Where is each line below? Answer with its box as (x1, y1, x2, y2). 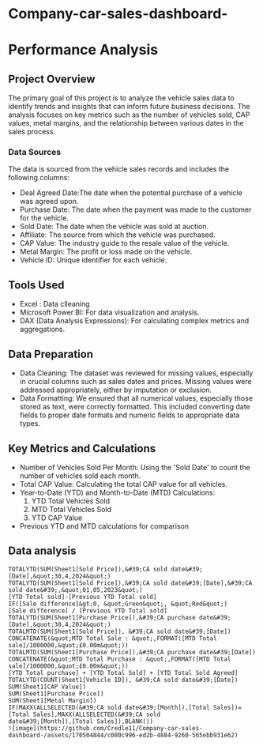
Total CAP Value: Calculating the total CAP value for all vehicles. (19, 479, 227, 488)
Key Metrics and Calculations (8, 442, 156, 455)
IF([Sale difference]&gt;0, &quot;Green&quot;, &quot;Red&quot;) (8, 600, 227, 608)
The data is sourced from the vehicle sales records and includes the (8, 164, 230, 174)
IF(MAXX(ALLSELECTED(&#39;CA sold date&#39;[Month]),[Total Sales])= (8, 703, 242, 711)
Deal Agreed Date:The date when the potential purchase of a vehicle (19, 188, 242, 198)
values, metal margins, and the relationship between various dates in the (8, 119, 244, 128)
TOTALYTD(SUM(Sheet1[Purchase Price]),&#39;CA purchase (8, 613, 196, 621)
